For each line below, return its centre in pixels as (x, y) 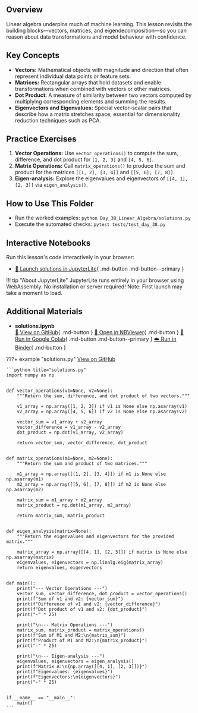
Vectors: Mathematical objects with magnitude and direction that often (102, 70)
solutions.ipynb (34, 326)
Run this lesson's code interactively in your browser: (70, 257)
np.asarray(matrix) (30, 557)
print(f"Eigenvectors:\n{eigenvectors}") (69, 677)
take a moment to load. (34, 293)
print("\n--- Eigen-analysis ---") (61, 656)
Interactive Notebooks (48, 243)
